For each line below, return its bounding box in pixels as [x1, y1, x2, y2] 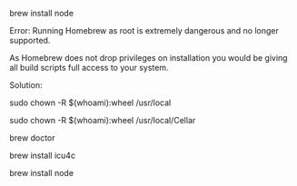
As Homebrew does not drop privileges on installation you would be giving [9, 53, 288, 63]
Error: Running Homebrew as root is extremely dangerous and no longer [9, 25, 280, 35]
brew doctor [9, 132, 55, 143]
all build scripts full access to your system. [9, 63, 169, 73]
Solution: [9, 80, 43, 90]
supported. [9, 35, 51, 45]
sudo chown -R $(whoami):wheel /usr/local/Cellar [9, 115, 196, 125]
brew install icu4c [9, 150, 75, 161]
